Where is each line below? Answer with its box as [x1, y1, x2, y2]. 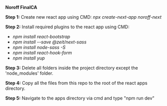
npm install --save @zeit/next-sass [12, 39, 87, 45]
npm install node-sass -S [12, 44, 66, 50]
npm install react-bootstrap [12, 34, 71, 39]
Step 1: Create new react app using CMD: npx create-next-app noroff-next [5, 14, 162, 20]
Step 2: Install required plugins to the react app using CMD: [5, 24, 129, 30]
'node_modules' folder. [5, 70, 53, 76]
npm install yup [12, 55, 45, 61]
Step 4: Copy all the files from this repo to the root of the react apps [5, 80, 148, 86]
